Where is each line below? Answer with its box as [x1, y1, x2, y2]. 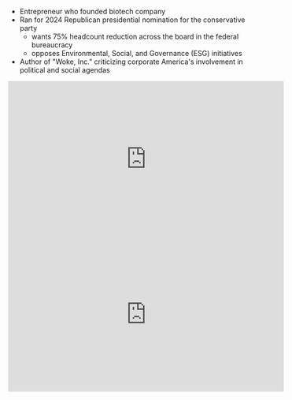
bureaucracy [31, 40, 73, 50]
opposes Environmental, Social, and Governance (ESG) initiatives [31, 49, 242, 58]
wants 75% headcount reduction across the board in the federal [31, 32, 239, 41]
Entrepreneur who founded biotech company [19, 7, 166, 16]
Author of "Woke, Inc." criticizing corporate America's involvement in [19, 57, 244, 66]
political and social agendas [19, 65, 110, 74]
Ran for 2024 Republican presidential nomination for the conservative [19, 15, 246, 24]
